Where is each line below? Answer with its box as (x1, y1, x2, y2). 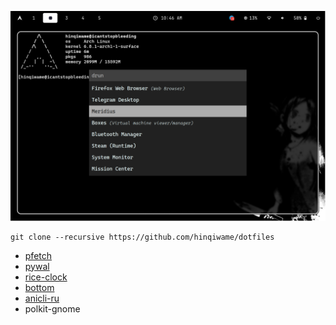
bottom (24, 281, 55, 293)
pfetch (24, 249, 53, 261)
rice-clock (24, 271, 68, 283)
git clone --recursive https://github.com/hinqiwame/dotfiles (10, 232, 275, 242)
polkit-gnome (24, 302, 81, 315)
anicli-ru (24, 292, 60, 304)
